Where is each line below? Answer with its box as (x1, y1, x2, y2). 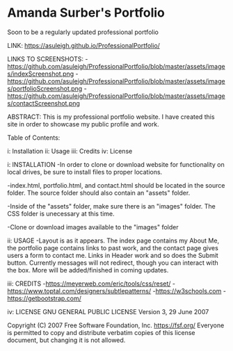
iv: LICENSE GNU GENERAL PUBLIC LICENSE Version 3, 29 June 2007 (7, 307, 209, 316)
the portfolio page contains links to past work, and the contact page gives (7, 243, 219, 252)
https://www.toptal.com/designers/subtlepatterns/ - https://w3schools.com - (7, 286, 226, 295)
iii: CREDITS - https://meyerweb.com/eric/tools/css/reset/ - (7, 279, 176, 288)
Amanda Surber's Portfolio (7, 5, 166, 21)
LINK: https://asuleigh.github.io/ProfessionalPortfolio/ (7, 41, 160, 49)
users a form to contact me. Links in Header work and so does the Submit (7, 251, 219, 259)
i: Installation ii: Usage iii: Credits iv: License (7, 147, 133, 155)
